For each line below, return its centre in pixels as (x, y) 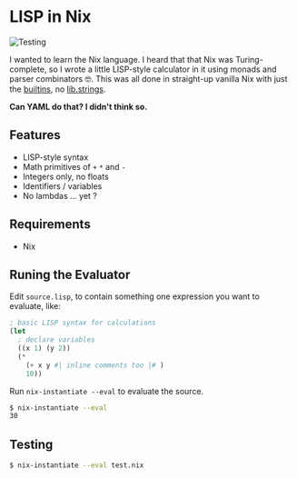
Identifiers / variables (62, 186)
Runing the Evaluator (70, 274)
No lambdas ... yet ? (59, 195)
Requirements (50, 224)
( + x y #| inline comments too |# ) (95, 365)
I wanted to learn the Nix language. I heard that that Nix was (122, 59)
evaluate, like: (35, 306)
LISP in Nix (50, 17)
